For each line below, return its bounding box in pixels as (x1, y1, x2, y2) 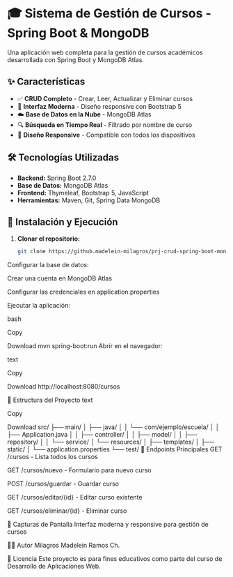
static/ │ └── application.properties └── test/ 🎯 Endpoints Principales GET (7, 445, 223, 454)
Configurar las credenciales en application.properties (7, 287, 160, 297)
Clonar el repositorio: (17, 234, 80, 243)
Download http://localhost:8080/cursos (7, 382, 120, 391)
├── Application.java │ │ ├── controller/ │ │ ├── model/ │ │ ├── (7, 430, 198, 439)
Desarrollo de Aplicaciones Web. (7, 562, 101, 571)
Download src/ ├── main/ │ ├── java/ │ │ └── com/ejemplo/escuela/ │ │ (7, 423, 220, 431)
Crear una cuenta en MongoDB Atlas (7, 274, 113, 283)
